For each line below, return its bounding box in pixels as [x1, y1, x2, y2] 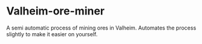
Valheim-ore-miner [6, 4, 105, 18]
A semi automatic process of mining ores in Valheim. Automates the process [6, 24, 197, 31]
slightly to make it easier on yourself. [6, 30, 98, 37]
